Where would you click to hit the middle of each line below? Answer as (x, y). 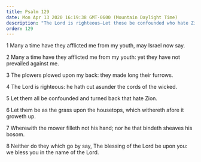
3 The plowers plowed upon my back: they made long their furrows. (90, 75)
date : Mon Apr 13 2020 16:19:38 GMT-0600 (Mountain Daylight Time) (92, 17)
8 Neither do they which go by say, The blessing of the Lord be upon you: (97, 146)
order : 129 (20, 28)
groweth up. (21, 116)
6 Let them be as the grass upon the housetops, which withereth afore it (95, 110)
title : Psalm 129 (28, 12)
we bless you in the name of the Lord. (53, 152)
